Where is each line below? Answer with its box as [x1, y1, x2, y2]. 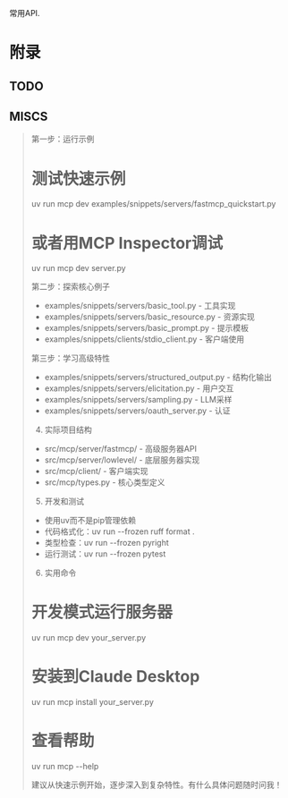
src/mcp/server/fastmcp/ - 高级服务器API [44, 444, 197, 454]
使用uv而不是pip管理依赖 [44, 515, 137, 526]
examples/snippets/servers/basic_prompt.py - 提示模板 [44, 323, 249, 334]
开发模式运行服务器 [30, 602, 173, 623]
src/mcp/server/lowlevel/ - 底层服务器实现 [44, 454, 200, 465]
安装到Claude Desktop [30, 666, 200, 687]
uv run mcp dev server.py [30, 263, 127, 274]
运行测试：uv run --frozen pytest [44, 548, 166, 559]
